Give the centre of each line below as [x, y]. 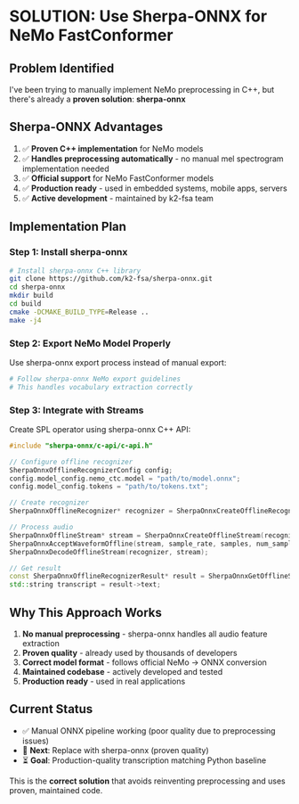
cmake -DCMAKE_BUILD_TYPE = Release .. [79, 312]
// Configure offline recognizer [71, 462]
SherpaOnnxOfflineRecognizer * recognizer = [91, 511]
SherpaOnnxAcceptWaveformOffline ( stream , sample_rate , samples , [131, 544]
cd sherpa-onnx [37, 287]
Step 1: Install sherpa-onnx [69, 252]
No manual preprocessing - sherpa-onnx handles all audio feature [145, 634]
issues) [35, 741]
